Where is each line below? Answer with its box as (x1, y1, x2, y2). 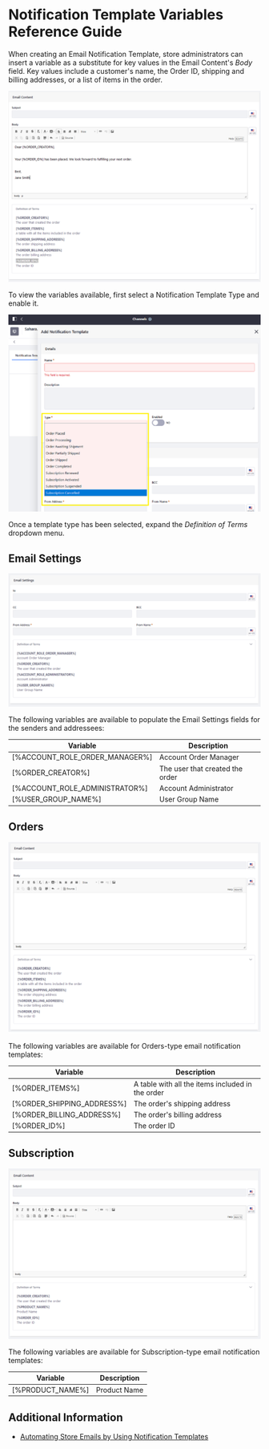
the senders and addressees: (8, 723, 105, 733)
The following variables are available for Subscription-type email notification (8, 1346, 260, 1357)
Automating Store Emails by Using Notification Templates (19, 1431, 209, 1441)
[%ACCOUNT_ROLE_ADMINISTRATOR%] (11, 783, 148, 793)
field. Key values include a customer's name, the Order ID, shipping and (8, 66, 245, 75)
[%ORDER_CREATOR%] (11, 768, 90, 777)
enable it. (8, 298, 39, 308)
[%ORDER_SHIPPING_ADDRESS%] (11, 1098, 127, 1108)
